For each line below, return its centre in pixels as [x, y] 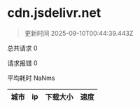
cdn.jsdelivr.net [54, 13]
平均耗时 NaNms [31, 78]
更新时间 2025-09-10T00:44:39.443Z [79, 33]
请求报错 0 [22, 63]
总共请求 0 [22, 48]
